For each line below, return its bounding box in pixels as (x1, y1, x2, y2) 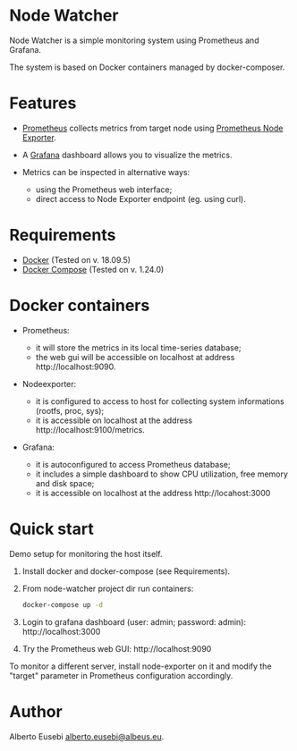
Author (9, 701, 63, 721)
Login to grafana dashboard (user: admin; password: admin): (21, 616, 247, 627)
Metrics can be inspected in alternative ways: (21, 166, 191, 177)
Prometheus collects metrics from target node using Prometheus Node (21, 122, 284, 133)
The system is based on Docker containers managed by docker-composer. (9, 62, 285, 72)
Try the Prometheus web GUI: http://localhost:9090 (21, 643, 212, 654)
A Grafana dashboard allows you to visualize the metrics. (21, 149, 233, 160)
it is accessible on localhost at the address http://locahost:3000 (35, 487, 271, 498)
